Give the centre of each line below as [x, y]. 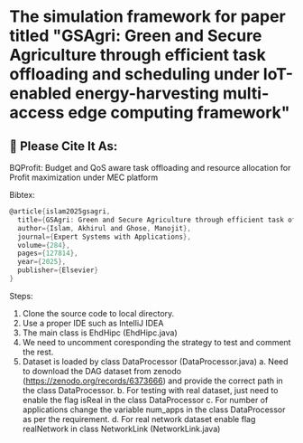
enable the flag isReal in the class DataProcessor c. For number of [145, 400]
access [37, 113]
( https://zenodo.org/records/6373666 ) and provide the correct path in [153, 381]
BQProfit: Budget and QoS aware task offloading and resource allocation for [150, 168]
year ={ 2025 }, [42, 262]
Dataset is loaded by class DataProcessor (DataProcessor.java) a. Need [155, 361]
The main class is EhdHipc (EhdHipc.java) [100, 333]
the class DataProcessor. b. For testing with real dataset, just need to [150, 390]
